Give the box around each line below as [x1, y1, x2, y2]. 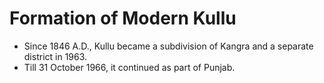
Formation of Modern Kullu [9, 7, 237, 30]
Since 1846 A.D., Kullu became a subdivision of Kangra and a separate [23, 40, 314, 52]
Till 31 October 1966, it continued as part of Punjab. [23, 61, 236, 73]
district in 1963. [23, 50, 88, 62]
